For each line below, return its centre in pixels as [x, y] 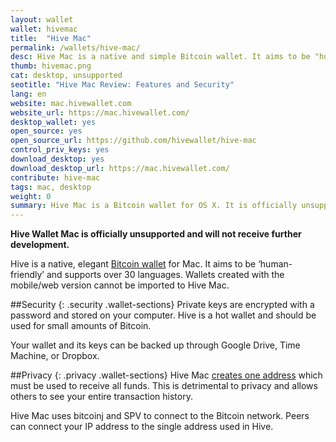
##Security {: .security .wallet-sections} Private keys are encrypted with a [162, 305]
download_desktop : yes [57, 159]
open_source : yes [46, 131]
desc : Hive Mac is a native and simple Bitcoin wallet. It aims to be [160, 57]
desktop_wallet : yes [53, 122]
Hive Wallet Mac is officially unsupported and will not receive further [156, 234]
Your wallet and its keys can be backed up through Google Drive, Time [155, 345]
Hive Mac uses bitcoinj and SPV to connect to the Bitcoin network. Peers [160, 416]
